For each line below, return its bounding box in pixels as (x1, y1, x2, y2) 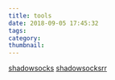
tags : (8, 26, 27, 34)
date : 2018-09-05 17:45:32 (8, 19, 99, 27)
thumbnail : (8, 42, 45, 50)
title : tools (8, 11, 52, 20)
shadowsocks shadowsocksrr (8, 63, 107, 73)
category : (8, 34, 42, 42)
